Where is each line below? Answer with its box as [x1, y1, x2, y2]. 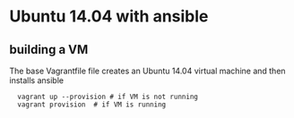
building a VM [9, 42, 89, 57]
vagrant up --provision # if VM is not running [17, 92, 199, 101]
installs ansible [9, 75, 65, 86]
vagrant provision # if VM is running [17, 100, 167, 109]
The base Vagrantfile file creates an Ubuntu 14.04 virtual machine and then [9, 65, 286, 76]
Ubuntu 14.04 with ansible [9, 6, 209, 27]
